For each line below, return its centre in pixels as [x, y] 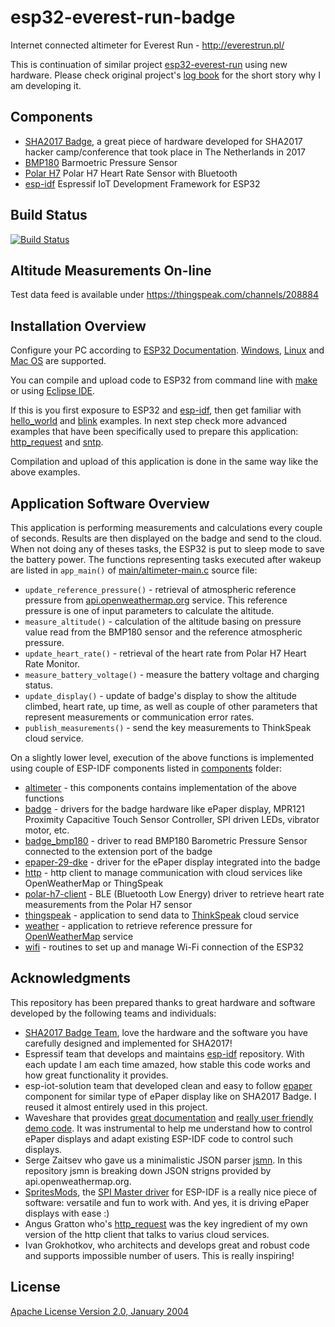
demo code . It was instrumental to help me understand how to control [168, 1128]
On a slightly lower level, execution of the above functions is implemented [162, 757]
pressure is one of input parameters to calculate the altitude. [149, 610]
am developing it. [46, 85]
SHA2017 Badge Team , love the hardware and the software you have [166, 1032]
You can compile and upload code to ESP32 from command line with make [164, 380]
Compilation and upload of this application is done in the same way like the [164, 462]
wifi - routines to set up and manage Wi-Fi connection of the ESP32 [164, 947]
